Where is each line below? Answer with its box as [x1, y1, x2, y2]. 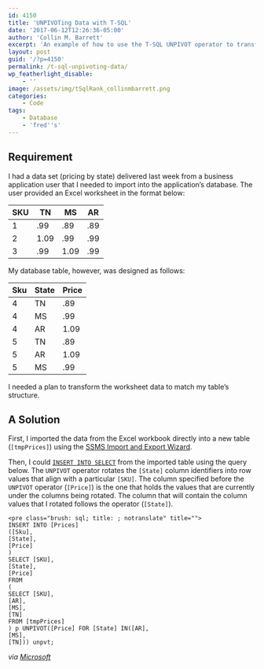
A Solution [8, 412, 60, 426]
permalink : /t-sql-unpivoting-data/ [8, 63, 128, 71]
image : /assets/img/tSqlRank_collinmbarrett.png [8, 84, 170, 93]
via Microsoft [8, 652, 51, 662]
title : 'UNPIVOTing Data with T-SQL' [8, 19, 132, 27]
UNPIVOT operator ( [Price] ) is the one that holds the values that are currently [8, 482, 255, 492]
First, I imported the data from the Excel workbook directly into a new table [8, 434, 250, 443]
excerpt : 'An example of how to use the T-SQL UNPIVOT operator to [8, 41, 234, 49]
